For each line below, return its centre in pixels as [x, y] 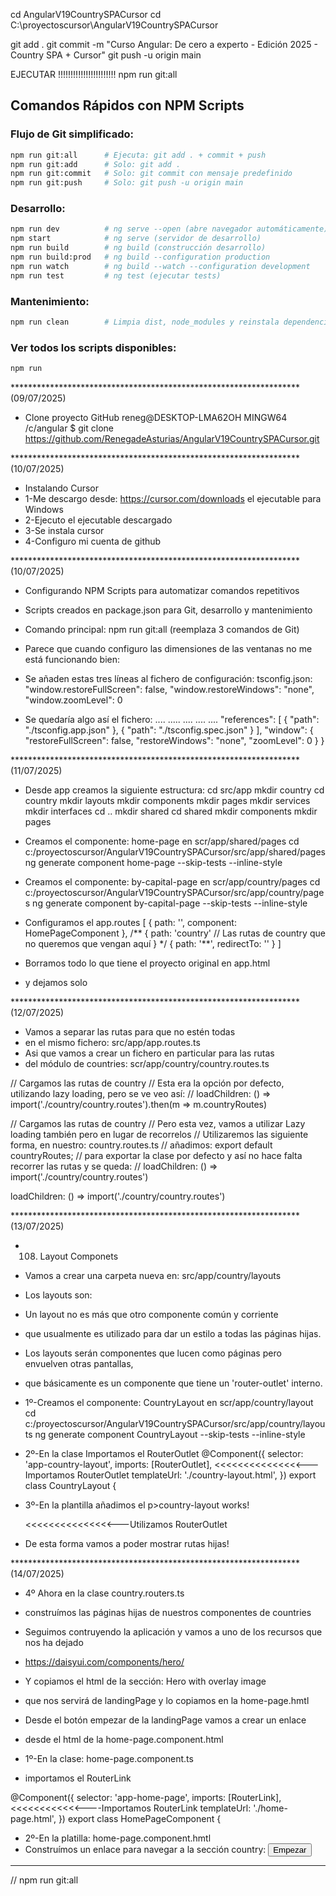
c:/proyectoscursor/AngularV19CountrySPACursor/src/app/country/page [174, 893]
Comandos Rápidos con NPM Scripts [127, 105]
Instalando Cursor [61, 488]
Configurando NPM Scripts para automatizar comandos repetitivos [162, 591]
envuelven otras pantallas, [79, 1364]
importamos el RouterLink [78, 1778]
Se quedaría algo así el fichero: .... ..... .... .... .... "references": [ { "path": [172, 720]
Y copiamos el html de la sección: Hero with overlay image [145, 1681]
